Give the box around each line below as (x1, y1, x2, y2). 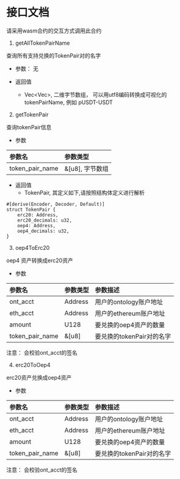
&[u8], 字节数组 (64, 164, 109, 173)
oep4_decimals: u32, (17, 228, 70, 234)
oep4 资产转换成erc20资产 (6, 257, 73, 264)
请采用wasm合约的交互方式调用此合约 (6, 27, 102, 34)
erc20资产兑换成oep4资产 (6, 374, 72, 381)
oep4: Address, (17, 222, 56, 228)
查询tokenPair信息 (6, 123, 52, 130)
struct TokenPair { (6, 206, 56, 213)
